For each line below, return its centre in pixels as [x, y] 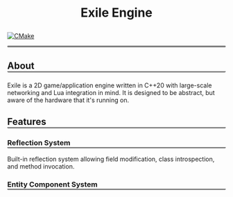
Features [27, 122]
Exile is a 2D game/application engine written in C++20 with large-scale [110, 85]
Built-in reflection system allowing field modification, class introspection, [111, 159]
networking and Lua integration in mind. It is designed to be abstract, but [111, 92]
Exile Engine [116, 13]
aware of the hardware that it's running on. [68, 100]
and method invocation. [41, 166]
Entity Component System [53, 185]
